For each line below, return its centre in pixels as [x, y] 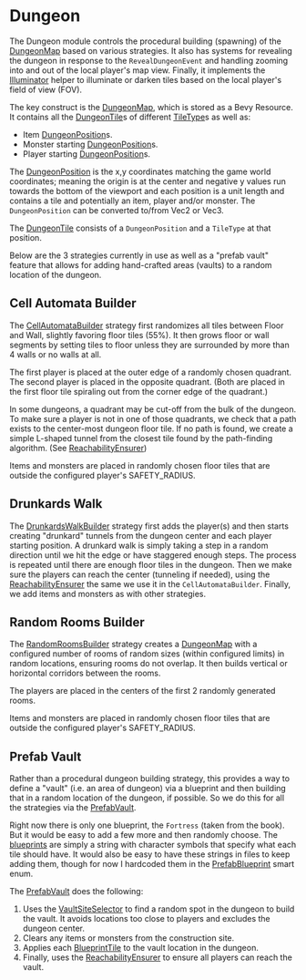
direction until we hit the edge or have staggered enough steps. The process [153, 555]
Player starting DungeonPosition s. [87, 154]
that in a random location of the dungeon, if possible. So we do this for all [147, 798]
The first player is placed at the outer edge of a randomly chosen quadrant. [151, 372]
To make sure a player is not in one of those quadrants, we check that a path [153, 418]
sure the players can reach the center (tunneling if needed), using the [140, 574]
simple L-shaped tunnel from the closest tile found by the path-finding [141, 438]
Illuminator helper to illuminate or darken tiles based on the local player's [146, 79]
